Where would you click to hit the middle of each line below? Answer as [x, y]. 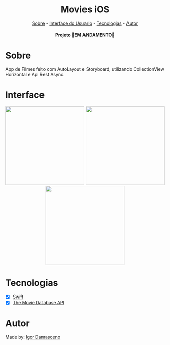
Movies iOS [85, 9]
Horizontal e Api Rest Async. [35, 75]
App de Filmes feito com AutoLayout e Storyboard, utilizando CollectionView [85, 69]
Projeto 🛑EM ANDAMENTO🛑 [85, 35]
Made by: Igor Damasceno [33, 337]
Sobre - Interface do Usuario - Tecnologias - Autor [85, 23]
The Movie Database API [38, 303]
